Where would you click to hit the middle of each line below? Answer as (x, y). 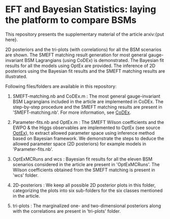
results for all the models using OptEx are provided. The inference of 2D (80, 66)
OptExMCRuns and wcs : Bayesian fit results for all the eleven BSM (82, 159)
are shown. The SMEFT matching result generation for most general (76, 55)
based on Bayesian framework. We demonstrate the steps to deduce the (88, 138)
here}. (12, 40)
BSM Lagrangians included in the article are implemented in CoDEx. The (88, 101)
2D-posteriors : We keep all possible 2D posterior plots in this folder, (84, 185)
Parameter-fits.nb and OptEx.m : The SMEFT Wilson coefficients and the (88, 122)
